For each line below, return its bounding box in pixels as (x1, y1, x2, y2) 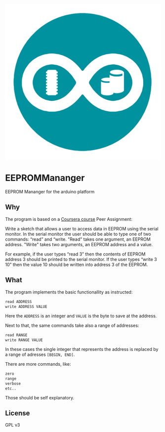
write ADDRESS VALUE (5, 304, 48, 309)
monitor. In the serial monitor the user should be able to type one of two (5, 231, 152, 237)
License (5, 409, 30, 417)
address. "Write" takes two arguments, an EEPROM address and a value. (5, 241, 153, 247)
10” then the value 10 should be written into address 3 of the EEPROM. (5, 261, 148, 267)
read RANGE (5, 333, 28, 338)
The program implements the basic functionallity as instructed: (5, 289, 133, 295)
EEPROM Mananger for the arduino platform (5, 188, 95, 194)
